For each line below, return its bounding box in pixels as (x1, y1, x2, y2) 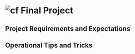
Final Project (20, 5, 73, 16)
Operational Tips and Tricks (5, 41, 93, 49)
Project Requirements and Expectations (5, 25, 131, 33)
